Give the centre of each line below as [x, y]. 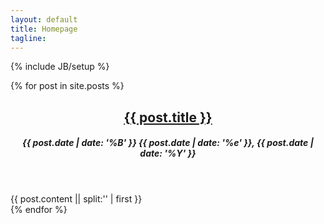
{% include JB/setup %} [60, 67]
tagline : [28, 38]
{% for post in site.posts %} [67, 86]
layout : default [44, 19]
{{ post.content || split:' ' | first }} [76, 199]
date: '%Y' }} [168, 153]
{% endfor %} [39, 210]
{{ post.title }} [168, 117]
